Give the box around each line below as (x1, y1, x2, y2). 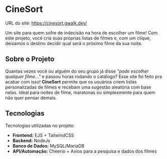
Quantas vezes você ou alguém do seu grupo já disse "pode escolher (5, 68, 149, 74)
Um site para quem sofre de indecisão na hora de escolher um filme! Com (5, 29, 158, 35)
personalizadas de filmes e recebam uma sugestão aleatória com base (5, 84, 151, 90)
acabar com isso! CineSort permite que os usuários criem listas (5, 78, 137, 84)
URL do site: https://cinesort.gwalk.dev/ (5, 20, 87, 26)
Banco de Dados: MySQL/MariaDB (12, 142, 85, 148)
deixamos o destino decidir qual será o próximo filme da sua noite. (5, 40, 143, 46)
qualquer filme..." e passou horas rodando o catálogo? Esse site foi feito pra (5, 73, 162, 79)
